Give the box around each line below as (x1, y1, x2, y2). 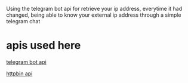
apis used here (6, 39, 81, 53)
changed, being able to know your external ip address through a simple (6, 11, 181, 19)
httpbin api (6, 70, 33, 77)
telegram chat (6, 18, 41, 24)
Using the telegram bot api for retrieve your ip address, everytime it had (6, 5, 183, 12)
